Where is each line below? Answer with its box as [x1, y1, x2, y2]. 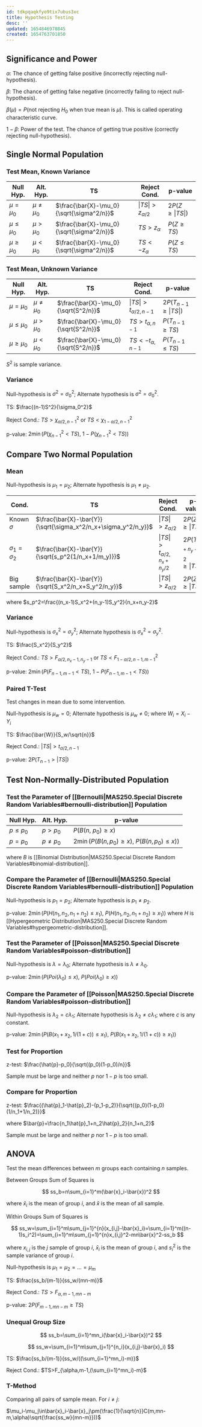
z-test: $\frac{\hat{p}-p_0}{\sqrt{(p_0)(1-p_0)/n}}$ [6, 1061, 131, 1068]
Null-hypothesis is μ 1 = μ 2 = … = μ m [6, 1263, 96, 1272]
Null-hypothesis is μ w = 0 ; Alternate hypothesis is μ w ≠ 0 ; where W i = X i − [6, 710, 191, 719]
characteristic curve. [6, 114, 58, 121]
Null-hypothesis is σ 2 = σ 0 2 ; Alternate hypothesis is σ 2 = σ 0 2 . [6, 389, 159, 399]
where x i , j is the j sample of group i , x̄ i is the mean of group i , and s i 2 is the [6, 1243, 191, 1252]
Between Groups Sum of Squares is [6, 1176, 94, 1184]
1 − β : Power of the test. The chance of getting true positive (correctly [6, 125, 179, 133]
